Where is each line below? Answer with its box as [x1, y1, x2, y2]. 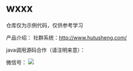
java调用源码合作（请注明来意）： [6, 46, 86, 54]
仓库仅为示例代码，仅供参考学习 [6, 22, 83, 29]
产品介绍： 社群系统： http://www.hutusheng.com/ [6, 34, 127, 41]
